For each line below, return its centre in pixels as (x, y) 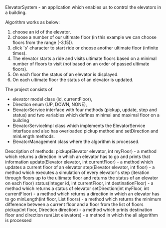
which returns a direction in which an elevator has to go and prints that (78, 156)
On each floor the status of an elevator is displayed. (65, 74)
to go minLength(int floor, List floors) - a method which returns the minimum (83, 199)
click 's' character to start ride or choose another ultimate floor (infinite (85, 48)
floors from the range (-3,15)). (43, 42)
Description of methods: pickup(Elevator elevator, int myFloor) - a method (81, 151)
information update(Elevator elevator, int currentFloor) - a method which (79, 162)
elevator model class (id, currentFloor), (52, 99)
